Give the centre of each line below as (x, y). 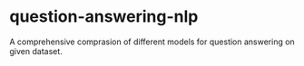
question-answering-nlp (104, 17)
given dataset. (36, 51)
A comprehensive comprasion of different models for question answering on (152, 42)
